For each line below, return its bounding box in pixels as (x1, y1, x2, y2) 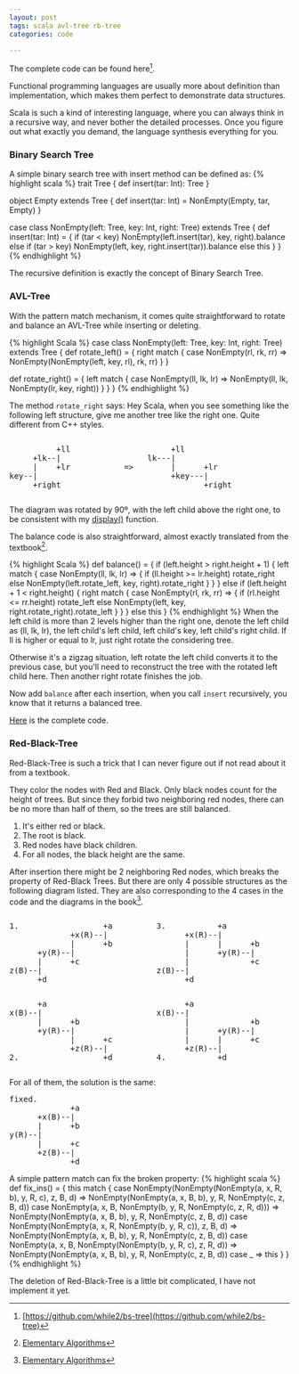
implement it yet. (9, 1285, 71, 1296)
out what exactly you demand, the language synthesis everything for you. (9, 127, 279, 137)
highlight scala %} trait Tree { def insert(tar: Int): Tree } (9, 178, 210, 189)
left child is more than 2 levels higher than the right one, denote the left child (9, 616, 289, 626)
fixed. (9, 1094, 38, 1105)
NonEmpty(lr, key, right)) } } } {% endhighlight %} (9, 382, 190, 393)
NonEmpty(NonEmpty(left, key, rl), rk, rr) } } (9, 356, 169, 366)
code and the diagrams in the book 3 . (9, 895, 144, 907)
